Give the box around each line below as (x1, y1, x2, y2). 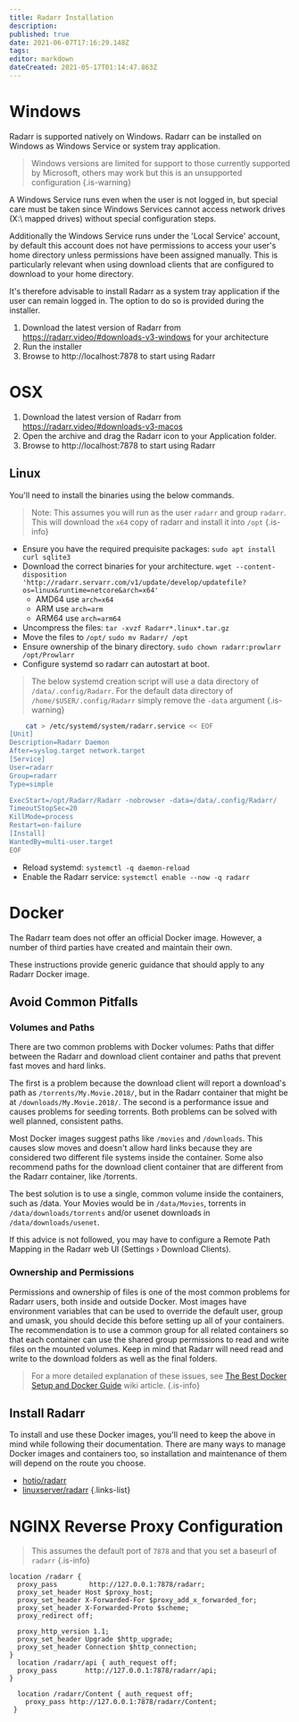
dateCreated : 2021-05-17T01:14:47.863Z (9, 63, 158, 72)
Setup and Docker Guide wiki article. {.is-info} (30, 1380, 201, 1390)
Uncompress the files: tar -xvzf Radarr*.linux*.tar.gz (21, 622, 229, 633)
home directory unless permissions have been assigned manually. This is (9, 249, 278, 260)
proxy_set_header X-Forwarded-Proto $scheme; (17, 1604, 190, 1613)
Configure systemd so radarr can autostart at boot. (21, 658, 210, 669)
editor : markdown (9, 55, 74, 63)
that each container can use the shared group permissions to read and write (9, 1334, 289, 1345)
